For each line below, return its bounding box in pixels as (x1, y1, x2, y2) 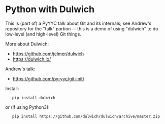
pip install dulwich (12, 95, 56, 100)
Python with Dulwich (5, 4, 95, 15)
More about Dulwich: (5, 40, 49, 47)
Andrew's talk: (5, 66, 36, 72)
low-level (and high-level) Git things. (5, 31, 81, 37)
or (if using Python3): (5, 104, 50, 110)
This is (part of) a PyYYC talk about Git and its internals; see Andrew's (5, 20, 152, 26)
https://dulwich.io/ (12, 56, 51, 62)
